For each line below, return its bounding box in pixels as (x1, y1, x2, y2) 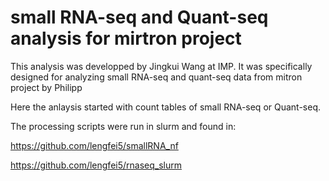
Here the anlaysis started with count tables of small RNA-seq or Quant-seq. (10, 101, 322, 113)
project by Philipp (10, 81, 83, 93)
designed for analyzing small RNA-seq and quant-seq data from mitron (10, 71, 303, 83)
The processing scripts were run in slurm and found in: (10, 120, 237, 132)
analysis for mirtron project (10, 27, 242, 50)
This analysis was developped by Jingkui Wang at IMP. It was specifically (10, 60, 313, 72)
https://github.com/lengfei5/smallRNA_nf (10, 139, 179, 151)
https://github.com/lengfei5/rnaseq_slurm (10, 159, 182, 171)
